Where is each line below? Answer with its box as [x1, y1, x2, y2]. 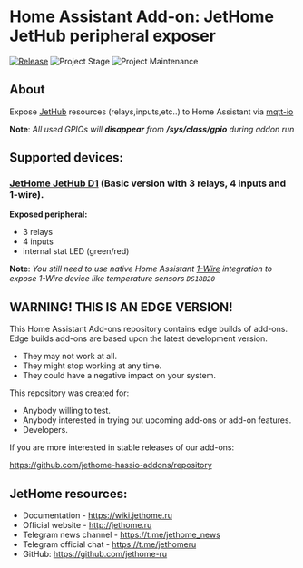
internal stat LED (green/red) [22, 246, 130, 257]
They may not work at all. [22, 351, 118, 362]
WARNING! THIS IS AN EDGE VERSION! [9, 299, 233, 315]
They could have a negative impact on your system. [22, 370, 216, 381]
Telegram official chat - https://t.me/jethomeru [22, 539, 197, 550]
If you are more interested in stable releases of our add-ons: [9, 442, 234, 453]
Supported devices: [9, 150, 124, 165]
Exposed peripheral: [9, 209, 88, 220]
